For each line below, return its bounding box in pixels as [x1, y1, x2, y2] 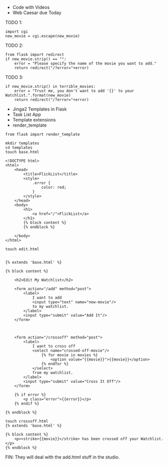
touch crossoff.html [5, 419, 49, 424]
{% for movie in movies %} [41, 353, 98, 358]
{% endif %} [14, 401, 39, 406]
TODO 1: [5, 20, 23, 25]
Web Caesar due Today [12, 10, 62, 16]
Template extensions [12, 117, 57, 123]
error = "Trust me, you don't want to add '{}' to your [14, 88, 135, 93]
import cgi [5, 29, 28, 34]
